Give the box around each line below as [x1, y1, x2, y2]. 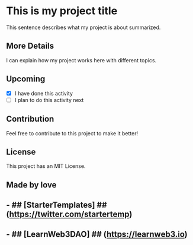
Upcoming [6, 74, 46, 84]
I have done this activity [14, 90, 73, 97]
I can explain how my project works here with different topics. [6, 56, 157, 63]
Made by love [6, 180, 57, 190]
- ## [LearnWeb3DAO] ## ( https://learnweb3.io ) [6, 230, 188, 240]
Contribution [6, 114, 54, 124]
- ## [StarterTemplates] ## [6, 200, 108, 210]
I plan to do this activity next [14, 96, 84, 103]
